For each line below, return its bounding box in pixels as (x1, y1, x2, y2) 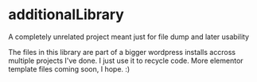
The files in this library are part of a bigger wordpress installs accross (8, 47, 236, 57)
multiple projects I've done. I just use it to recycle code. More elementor (8, 56, 244, 65)
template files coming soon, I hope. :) (8, 64, 130, 73)
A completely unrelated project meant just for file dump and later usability (8, 32, 249, 41)
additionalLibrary (8, 6, 125, 24)
